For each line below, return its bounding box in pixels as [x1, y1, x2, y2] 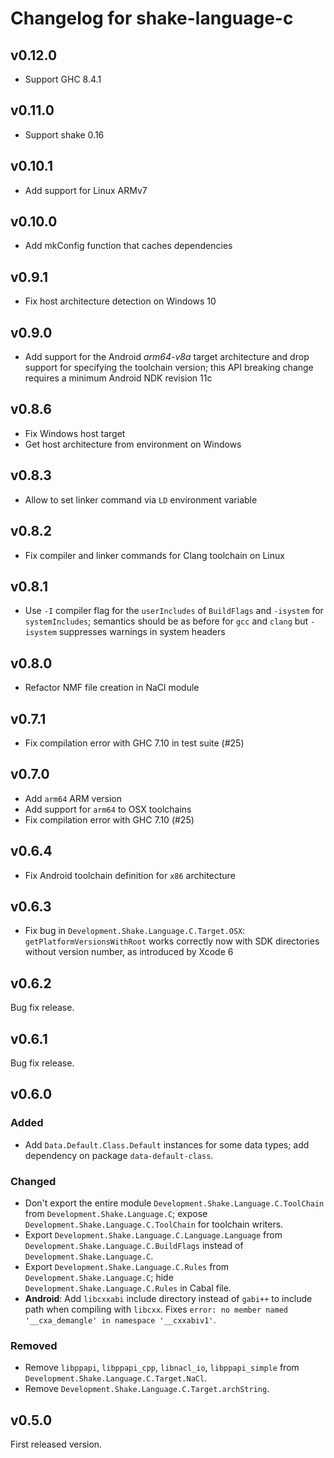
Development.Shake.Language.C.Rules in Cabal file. [24, 1282, 232, 1294]
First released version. [10, 1438, 103, 1451]
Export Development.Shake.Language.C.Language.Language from [24, 1228, 283, 1241]
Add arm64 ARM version [24, 792, 123, 804]
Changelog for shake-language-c [10, 7, 294, 30]
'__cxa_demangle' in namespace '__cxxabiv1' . [24, 1313, 217, 1326]
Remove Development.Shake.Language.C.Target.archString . [24, 1383, 270, 1395]
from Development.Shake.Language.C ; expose [24, 1207, 208, 1219]
